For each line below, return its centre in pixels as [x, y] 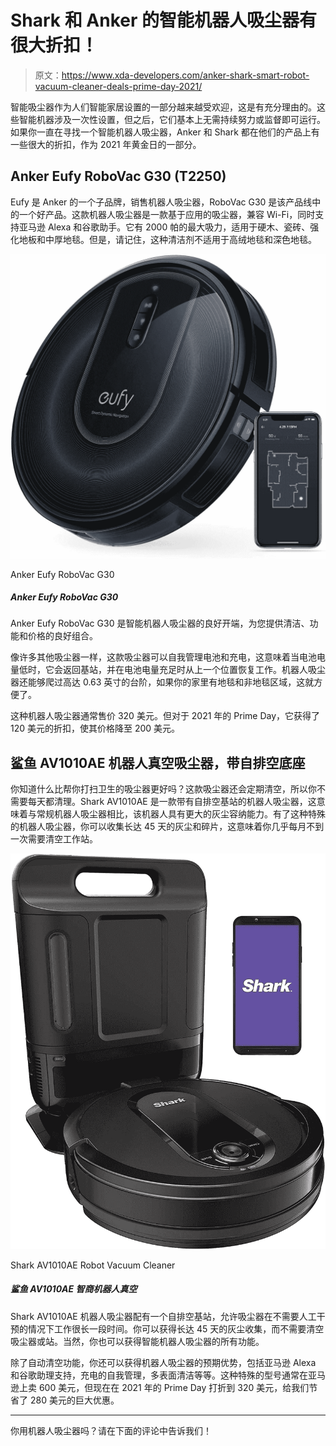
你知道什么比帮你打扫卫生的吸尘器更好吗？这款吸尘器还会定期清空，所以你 [163, 789]
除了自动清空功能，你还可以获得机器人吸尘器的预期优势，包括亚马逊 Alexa [163, 1362]
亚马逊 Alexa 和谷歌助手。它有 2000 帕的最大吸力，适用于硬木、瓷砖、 [164, 227]
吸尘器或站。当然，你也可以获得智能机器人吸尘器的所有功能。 [137, 1341]
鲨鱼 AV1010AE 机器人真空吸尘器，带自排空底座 [158, 762]
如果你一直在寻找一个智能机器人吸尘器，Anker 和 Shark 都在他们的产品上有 [165, 132]
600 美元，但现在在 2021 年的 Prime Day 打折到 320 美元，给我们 [174, 1387]
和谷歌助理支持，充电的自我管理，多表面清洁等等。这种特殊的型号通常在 [159, 1375]
